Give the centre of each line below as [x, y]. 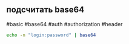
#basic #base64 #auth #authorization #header [64, 24]
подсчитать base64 [45, 10]
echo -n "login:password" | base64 [51, 35]
